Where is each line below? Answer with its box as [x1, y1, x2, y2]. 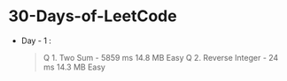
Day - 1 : [20, 35, 52, 46]
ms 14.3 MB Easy [43, 62, 105, 72]
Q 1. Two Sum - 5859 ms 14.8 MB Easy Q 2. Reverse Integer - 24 [43, 52, 279, 63]
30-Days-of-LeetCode [8, 6, 178, 26]
